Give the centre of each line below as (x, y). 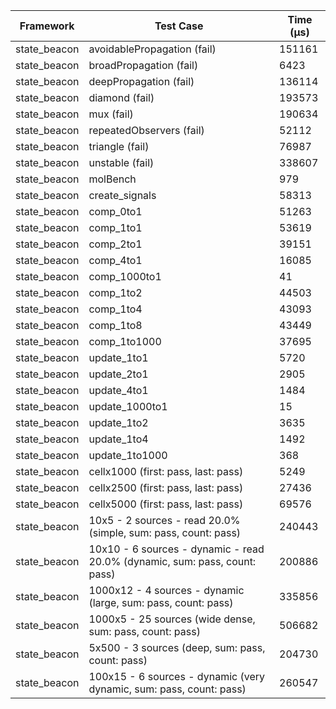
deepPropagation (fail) (141, 81)
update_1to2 (118, 422)
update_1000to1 (128, 406)
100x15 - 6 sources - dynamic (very (176, 676)
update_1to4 (118, 439)
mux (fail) (111, 114)
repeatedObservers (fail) (146, 130)
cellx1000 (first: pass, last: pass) (166, 471)
